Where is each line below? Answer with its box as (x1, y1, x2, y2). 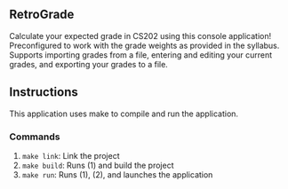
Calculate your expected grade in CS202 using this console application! (9, 30, 272, 41)
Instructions (9, 84, 78, 100)
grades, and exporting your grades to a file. (9, 59, 169, 69)
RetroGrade (9, 7, 75, 22)
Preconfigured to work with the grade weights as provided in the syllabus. (9, 40, 280, 51)
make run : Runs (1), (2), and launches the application (21, 169, 213, 180)
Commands (9, 130, 60, 143)
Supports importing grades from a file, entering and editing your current (9, 49, 273, 60)
